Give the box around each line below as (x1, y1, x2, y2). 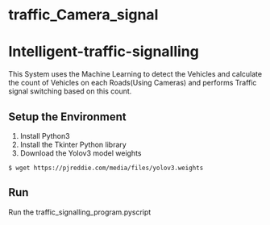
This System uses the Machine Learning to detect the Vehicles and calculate (8, 69, 263, 79)
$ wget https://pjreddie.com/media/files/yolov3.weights (8, 164, 204, 172)
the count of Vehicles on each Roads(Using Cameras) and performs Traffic (8, 78, 257, 88)
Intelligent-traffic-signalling (8, 43, 199, 61)
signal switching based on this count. (8, 86, 132, 96)
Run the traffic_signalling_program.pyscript (8, 207, 152, 217)
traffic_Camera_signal (8, 6, 159, 24)
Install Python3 (19, 131, 70, 140)
